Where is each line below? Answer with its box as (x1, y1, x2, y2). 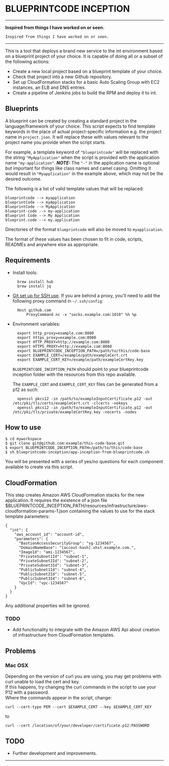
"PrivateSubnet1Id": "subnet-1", (18, 554, 89, 559)
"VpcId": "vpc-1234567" (18, 581, 69, 586)
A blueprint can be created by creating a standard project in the (5, 118, 137, 124)
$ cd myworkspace (5, 436, 42, 442)
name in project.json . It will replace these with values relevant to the (5, 134, 148, 140)
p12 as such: (12, 387, 39, 393)
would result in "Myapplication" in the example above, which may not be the (5, 170, 163, 177)
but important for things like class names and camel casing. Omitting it (5, 165, 151, 171)
